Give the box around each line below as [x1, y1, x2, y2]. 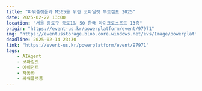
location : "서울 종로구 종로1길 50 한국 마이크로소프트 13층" [6, 20, 142, 26]
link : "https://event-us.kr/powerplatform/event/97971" [6, 43, 149, 48]
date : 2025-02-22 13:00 [6, 14, 66, 20]
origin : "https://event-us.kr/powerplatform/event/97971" [6, 25, 155, 32]
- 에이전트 [17, 64, 39, 71]
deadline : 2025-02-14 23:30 [6, 37, 77, 43]
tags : [6, 48, 20, 54]
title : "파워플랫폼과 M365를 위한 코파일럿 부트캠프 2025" [6, 8, 136, 15]
